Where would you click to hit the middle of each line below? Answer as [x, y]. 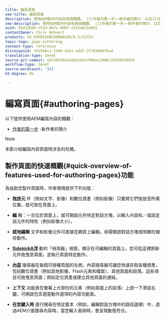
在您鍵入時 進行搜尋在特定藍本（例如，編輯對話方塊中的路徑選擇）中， [84, 304]
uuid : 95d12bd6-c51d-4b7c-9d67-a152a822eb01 [51, 28]
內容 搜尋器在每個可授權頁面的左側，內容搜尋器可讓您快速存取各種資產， [86, 265]
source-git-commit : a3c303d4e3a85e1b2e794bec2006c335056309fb [70, 60]
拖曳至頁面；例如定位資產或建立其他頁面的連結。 [70, 277]
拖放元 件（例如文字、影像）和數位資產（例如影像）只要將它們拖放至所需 [86, 198]
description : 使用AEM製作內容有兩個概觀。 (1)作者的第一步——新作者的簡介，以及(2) [82, 19]
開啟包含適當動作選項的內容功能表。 [62, 294]
